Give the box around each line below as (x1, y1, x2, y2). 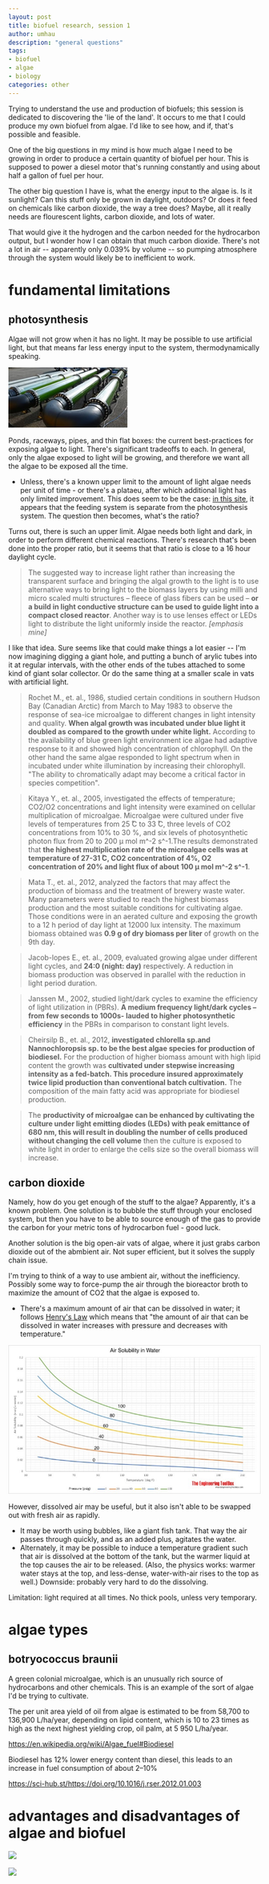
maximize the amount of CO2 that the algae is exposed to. (8, 1288, 200, 1298)
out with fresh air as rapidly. (8, 1510, 100, 1519)
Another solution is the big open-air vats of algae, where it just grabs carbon (8, 1238, 260, 1248)
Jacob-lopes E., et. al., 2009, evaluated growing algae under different (27, 952, 258, 962)
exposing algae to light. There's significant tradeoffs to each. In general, (8, 444, 246, 454)
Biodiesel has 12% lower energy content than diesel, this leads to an (8, 1755, 233, 1764)
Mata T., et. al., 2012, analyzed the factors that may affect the (27, 877, 231, 887)
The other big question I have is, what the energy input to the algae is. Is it (8, 186, 253, 196)
